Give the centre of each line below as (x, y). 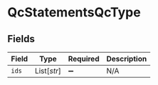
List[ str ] (48, 71)
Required (84, 59)
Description (127, 59)
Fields (21, 39)
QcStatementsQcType (74, 12)
